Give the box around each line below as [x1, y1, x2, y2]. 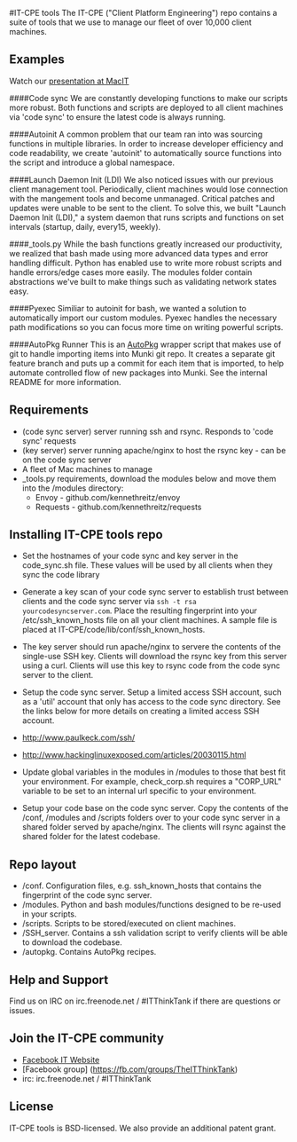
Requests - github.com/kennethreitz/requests [35, 501, 202, 512]
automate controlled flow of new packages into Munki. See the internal [9, 367, 268, 378]
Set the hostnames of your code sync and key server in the [21, 550, 238, 562]
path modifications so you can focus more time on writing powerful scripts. [9, 321, 284, 332]
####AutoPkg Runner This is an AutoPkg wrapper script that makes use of [9, 339, 282, 350]
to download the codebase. [21, 937, 122, 948]
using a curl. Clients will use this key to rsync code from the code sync [21, 660, 281, 671]
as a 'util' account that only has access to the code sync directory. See [21, 697, 281, 707]
